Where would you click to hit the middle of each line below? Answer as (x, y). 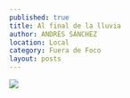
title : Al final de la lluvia (65, 26)
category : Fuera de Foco (55, 51)
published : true (39, 17)
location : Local (39, 42)
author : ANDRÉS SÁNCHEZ (53, 34)
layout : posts (36, 59)
